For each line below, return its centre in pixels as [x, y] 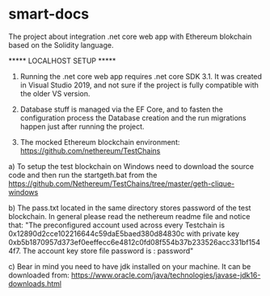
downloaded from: [39, 275]
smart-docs [49, 14]
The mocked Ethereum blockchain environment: [100, 142]
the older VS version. [55, 93]
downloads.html [35, 283]
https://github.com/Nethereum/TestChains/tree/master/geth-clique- [122, 184]
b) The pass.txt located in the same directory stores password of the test [130, 208]
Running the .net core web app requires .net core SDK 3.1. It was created [141, 76]
